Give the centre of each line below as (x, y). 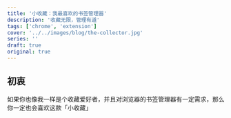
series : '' (23, 39)
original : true (29, 52)
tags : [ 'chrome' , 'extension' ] (52, 26)
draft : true (24, 45)
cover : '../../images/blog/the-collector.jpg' (75, 33)
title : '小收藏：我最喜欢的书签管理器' (57, 13)
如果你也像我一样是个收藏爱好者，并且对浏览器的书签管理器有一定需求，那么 (116, 99)
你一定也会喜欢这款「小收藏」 (49, 108)
